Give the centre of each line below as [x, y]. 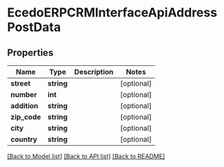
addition [24, 106]
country [24, 139]
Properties [30, 53]
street [21, 83]
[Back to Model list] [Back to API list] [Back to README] [86, 156]
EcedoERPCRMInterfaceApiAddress [112, 13]
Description [94, 72]
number [24, 94]
